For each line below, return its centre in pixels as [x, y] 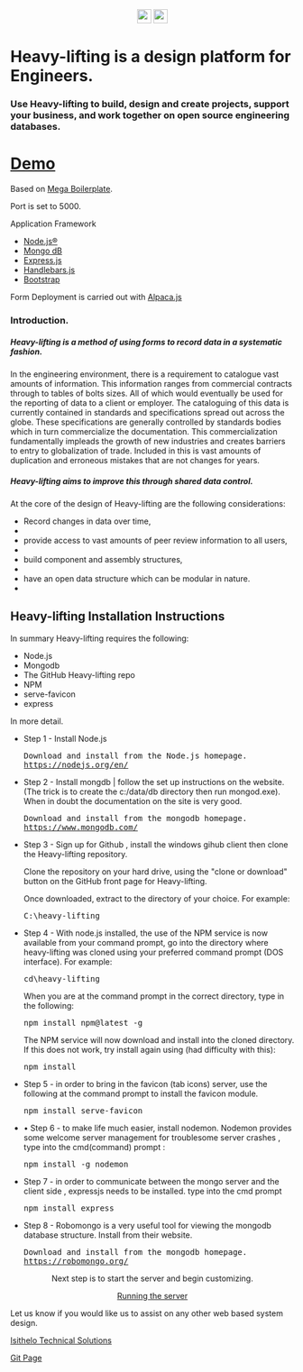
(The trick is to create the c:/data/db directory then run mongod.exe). [151, 791]
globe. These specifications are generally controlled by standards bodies [146, 422]
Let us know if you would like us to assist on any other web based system [147, 1313]
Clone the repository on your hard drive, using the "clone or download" [155, 871]
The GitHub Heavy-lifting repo [79, 674]
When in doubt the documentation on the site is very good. [133, 800]
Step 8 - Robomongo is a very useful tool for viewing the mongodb [147, 1225]
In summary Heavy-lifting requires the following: [100, 638]
